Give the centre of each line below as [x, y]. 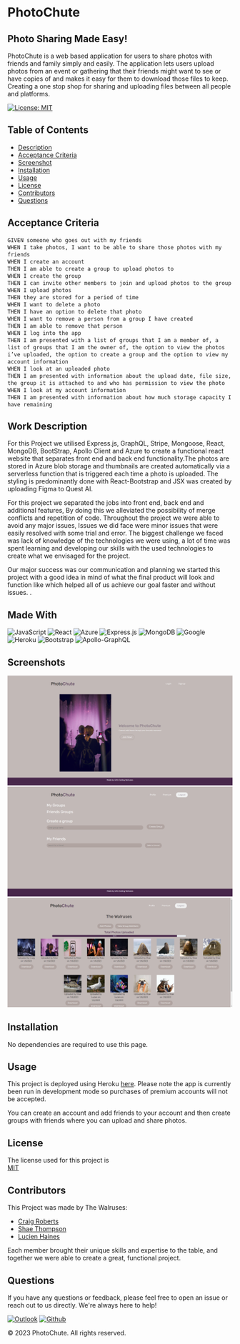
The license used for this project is [58, 1160]
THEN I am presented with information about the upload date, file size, [120, 376]
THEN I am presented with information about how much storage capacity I [120, 397]
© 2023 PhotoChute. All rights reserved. [67, 1333]
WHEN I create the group [44, 276]
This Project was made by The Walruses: [67, 1208]
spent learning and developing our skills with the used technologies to [110, 548]
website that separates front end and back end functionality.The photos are [119, 458]
